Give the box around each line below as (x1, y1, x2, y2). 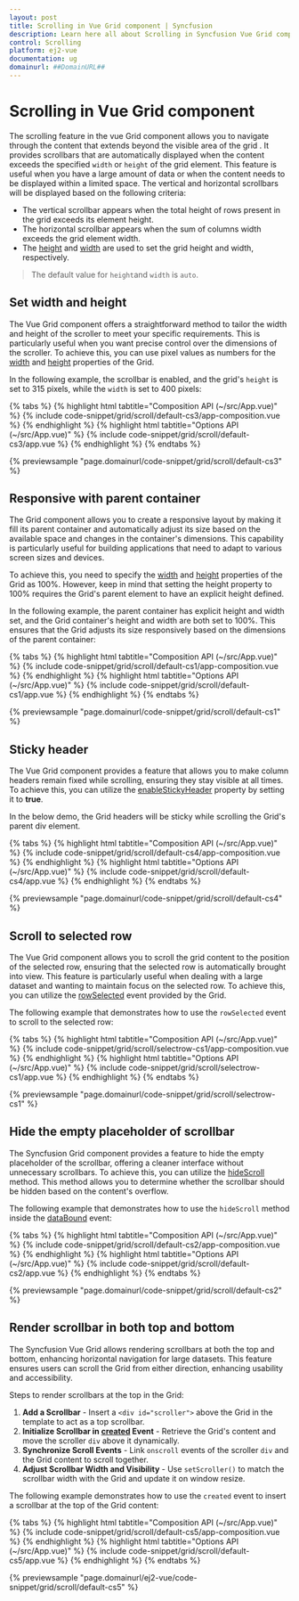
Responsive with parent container (9, 491, 201, 506)
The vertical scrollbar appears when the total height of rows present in (21, 204, 281, 215)
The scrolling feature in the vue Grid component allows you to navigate (9, 130, 270, 141)
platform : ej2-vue (9, 46, 77, 55)
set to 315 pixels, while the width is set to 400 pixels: (9, 383, 202, 394)
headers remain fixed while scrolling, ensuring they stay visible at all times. (9, 775, 284, 786)
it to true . (9, 794, 44, 805)
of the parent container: (9, 634, 96, 645)
